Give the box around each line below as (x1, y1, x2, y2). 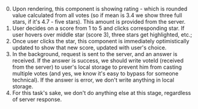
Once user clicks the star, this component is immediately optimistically (12, 38, 189, 44)
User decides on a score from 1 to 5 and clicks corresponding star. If (12, 24, 185, 32)
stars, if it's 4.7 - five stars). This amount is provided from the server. (12, 18, 186, 25)
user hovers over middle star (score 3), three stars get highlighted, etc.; (12, 31, 193, 38)
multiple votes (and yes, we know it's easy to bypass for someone (12, 70, 179, 77)
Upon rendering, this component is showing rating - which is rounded (12, 5, 188, 12)
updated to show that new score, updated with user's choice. (12, 44, 167, 51)
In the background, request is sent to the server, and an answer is (12, 51, 178, 57)
